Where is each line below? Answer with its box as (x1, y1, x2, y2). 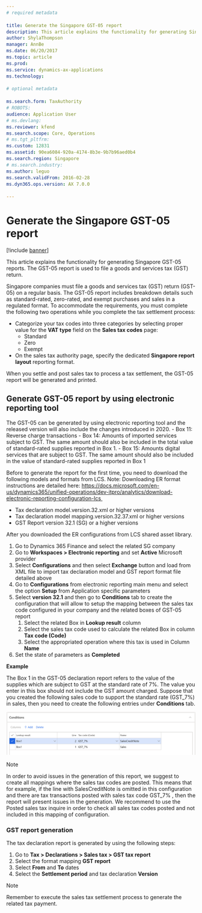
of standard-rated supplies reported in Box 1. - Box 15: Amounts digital (6, 444, 180, 452)
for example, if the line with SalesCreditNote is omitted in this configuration (6, 785, 192, 793)
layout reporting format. (14, 358, 75, 366)
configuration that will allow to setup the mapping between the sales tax (14, 600, 194, 607)
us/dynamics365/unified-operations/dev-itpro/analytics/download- (6, 488, 173, 496)
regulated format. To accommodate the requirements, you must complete (6, 302, 188, 309)
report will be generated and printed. (6, 377, 97, 384)
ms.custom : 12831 (6, 143, 50, 149)
